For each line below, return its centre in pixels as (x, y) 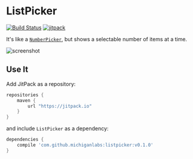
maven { (26, 100)
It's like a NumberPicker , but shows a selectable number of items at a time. (96, 39)
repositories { (25, 95)
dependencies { (25, 140)
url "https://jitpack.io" (60, 106)
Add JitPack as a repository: (41, 84)
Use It (17, 70)
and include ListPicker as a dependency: (57, 129)
